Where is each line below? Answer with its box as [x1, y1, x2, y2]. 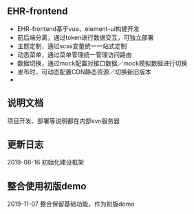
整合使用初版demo [7, 180, 87, 192]
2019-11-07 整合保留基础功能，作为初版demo [7, 200, 135, 208]
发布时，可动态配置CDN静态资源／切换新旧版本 [17, 67, 151, 76]
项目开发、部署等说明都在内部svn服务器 [7, 116, 120, 125]
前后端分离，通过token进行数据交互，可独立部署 [17, 33, 154, 41]
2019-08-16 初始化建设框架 [7, 158, 85, 167]
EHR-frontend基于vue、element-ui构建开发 [17, 24, 140, 33]
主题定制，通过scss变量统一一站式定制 [17, 41, 127, 50]
